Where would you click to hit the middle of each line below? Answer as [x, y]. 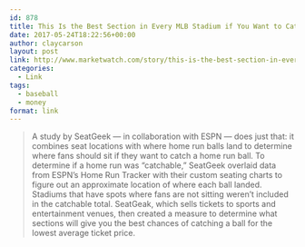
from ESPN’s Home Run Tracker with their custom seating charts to [157, 175]
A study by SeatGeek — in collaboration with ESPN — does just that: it [163, 136]
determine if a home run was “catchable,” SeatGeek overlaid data [154, 165]
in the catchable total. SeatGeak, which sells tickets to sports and [154, 204]
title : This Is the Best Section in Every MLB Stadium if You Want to [146, 26]
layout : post [34, 52]
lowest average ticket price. [84, 233]
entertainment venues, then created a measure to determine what [154, 213]
